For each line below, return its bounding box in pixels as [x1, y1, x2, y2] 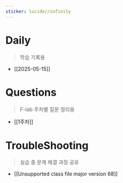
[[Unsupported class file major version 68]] [13, 170, 118, 178]
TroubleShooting [5, 139, 89, 152]
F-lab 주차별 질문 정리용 [19, 105, 75, 112]
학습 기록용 [19, 54, 45, 61]
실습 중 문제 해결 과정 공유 [19, 159, 79, 166]
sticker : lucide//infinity [5, 8, 71, 15]
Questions [5, 86, 57, 99]
